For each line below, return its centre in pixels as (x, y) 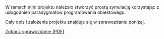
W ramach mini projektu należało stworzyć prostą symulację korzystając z (82, 7)
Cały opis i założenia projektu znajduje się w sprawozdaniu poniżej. (75, 22)
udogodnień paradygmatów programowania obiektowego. (66, 12)
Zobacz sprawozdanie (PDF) (35, 31)
